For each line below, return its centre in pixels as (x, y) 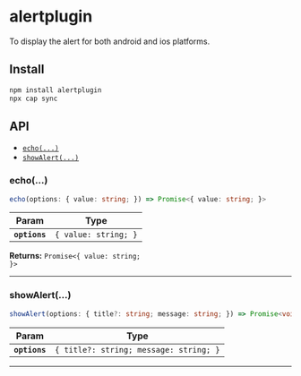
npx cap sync (34, 98)
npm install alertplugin (56, 90)
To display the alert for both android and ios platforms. (110, 41)
